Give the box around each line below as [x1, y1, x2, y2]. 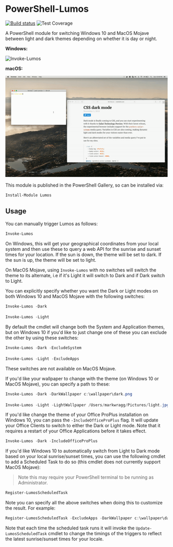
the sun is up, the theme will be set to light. [5, 257, 97, 263]
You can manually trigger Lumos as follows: [5, 221, 98, 227]
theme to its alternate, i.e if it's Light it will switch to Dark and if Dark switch [5, 272, 165, 278]
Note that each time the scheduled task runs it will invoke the [5, 525, 135, 531]
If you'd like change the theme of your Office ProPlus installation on [5, 412, 149, 418]
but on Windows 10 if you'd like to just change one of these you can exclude [5, 330, 167, 336]
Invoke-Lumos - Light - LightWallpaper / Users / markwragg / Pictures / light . [5, 402, 162, 408]
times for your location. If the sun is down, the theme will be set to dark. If [5, 251, 162, 258]
